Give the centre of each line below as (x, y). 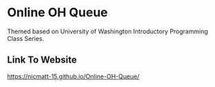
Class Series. (26, 38)
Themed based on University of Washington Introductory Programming (107, 31)
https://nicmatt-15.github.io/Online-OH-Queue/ (73, 76)
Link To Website (42, 60)
